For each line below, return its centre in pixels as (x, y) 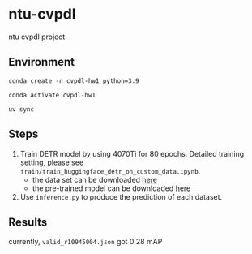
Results (28, 222)
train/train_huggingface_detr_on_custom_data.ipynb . (110, 170)
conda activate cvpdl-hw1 (52, 95)
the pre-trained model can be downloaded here (111, 188)
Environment (42, 62)
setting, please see (52, 162)
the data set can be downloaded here (95, 179)
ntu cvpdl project (37, 37)
